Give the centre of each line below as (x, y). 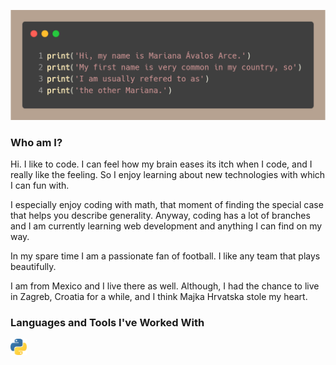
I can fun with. (40, 185)
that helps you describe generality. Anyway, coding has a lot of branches (160, 215)
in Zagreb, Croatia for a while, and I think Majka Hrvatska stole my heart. (159, 296)
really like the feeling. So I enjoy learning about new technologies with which (168, 174)
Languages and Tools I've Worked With (107, 322)
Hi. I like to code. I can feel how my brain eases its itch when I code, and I (161, 164)
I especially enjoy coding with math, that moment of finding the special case (167, 204)
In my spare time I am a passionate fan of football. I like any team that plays (165, 256)
